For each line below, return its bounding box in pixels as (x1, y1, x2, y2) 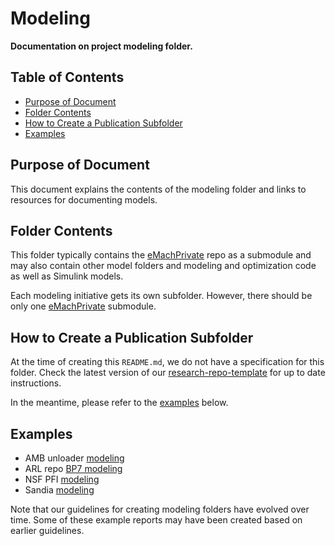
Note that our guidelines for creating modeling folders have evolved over (10, 503, 310, 515)
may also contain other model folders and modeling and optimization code (10, 260, 317, 272)
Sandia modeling (24, 484, 95, 496)
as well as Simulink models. (10, 270, 124, 282)
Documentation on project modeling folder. (10, 40, 193, 52)
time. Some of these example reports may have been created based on (10, 514, 303, 526)
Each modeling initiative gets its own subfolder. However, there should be (10, 290, 313, 302)
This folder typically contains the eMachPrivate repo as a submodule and (10, 249, 312, 261)
